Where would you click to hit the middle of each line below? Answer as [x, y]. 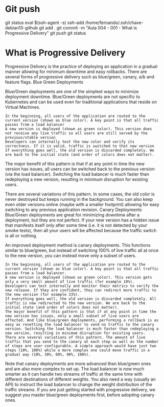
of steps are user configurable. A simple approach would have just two [81, 346]
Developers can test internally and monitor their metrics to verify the [82, 286]
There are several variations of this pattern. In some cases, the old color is [80, 194]
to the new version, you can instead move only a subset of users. [71, 255]
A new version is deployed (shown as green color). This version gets [79, 277]
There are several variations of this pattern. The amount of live [75, 337]
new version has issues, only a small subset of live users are [72, 316]
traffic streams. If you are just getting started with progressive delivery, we [80, 389]
